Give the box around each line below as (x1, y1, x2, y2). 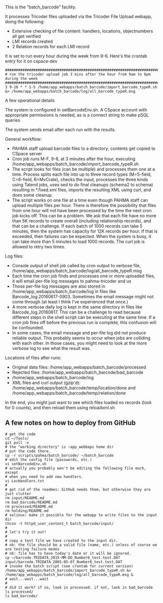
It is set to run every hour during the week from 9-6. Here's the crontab (5, 53, 147, 59)
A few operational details (5, 97, 55, 103)
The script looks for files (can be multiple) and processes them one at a (12, 166, 155, 172)
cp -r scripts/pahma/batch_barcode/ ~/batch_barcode (5, 453, 114, 458)
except (5, 470, 18, 475)
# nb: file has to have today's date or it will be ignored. (5, 551, 131, 556)
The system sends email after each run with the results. (5, 127, 116, 132)
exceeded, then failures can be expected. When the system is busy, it (12, 234, 151, 239)
